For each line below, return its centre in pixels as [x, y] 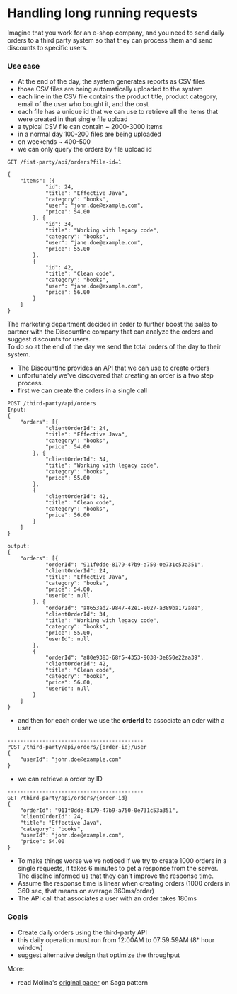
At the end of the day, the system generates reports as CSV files [111, 81]
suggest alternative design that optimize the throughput [99, 955]
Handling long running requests [103, 13]
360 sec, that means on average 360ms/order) [86, 891]
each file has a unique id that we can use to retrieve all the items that [118, 112]
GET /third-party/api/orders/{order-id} [68, 798]
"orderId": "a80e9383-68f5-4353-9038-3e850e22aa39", [124, 658]
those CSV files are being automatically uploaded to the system [110, 89]
